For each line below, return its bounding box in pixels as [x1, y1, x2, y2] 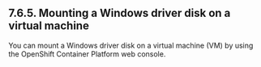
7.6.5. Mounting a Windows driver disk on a [8, 6, 231, 20]
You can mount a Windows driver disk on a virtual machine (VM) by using [8, 40, 254, 50]
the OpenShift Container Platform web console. [8, 48, 166, 59]
